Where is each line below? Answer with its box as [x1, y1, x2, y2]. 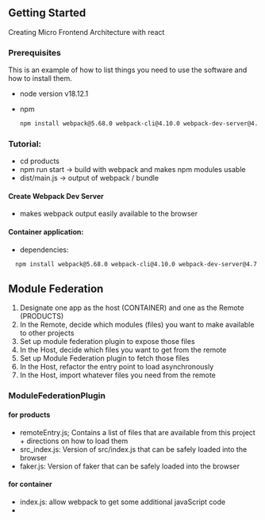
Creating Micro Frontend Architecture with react [8, 27, 165, 36]
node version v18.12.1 [19, 89, 89, 98]
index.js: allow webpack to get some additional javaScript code [19, 497, 226, 507]
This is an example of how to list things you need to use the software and [8, 65, 248, 75]
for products [8, 410, 51, 419]
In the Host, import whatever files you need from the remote [19, 370, 216, 380]
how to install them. [8, 74, 73, 83]
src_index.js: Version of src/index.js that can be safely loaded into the [19, 444, 248, 454]
